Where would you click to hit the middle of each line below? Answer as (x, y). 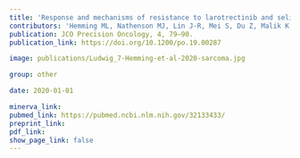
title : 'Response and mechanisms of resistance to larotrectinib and (142, 17)
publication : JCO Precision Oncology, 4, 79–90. (101, 34)
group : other (33, 75)
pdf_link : (28, 132)
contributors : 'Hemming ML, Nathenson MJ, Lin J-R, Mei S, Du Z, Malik (145, 26)
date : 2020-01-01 (42, 91)
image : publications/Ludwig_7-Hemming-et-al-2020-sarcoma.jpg (127, 59)
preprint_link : (37, 123)
